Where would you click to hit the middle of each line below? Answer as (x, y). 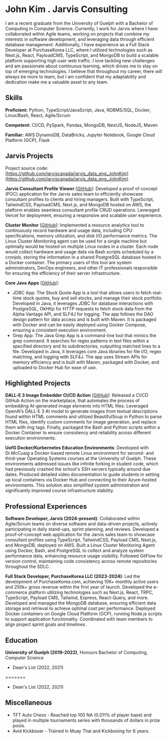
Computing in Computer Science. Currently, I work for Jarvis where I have (81, 28)
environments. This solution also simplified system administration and (77, 485)
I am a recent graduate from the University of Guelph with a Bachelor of (79, 23)
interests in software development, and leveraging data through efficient (80, 39)
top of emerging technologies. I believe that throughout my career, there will (84, 71)
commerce (16, 593)
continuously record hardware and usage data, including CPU (69, 230)
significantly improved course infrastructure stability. (60, 490)
